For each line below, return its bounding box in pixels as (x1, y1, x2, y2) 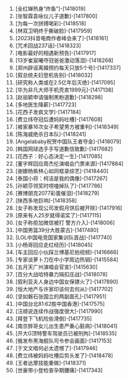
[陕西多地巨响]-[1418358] (15, 197, 78, 204)
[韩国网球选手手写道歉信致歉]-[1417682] (15, 145, 113, 152)
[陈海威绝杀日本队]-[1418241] (15, 130, 86, 138)
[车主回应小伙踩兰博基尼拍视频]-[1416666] (15, 249, 119, 256)
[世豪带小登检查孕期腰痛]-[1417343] (15, 367, 103, 374)
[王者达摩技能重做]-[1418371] (15, 360, 86, 366)
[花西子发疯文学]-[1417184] (15, 109, 82, 115)
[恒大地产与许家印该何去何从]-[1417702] (15, 286, 113, 292)
